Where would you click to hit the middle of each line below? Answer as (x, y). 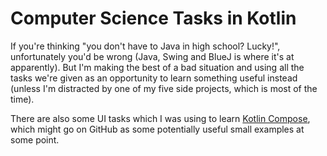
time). (22, 99)
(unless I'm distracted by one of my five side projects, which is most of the (164, 88)
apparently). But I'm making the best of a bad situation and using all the (157, 67)
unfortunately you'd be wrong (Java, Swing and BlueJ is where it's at (152, 56)
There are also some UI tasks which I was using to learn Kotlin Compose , (160, 118)
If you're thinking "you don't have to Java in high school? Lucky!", (145, 46)
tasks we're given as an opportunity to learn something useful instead (154, 78)
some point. (35, 139)
